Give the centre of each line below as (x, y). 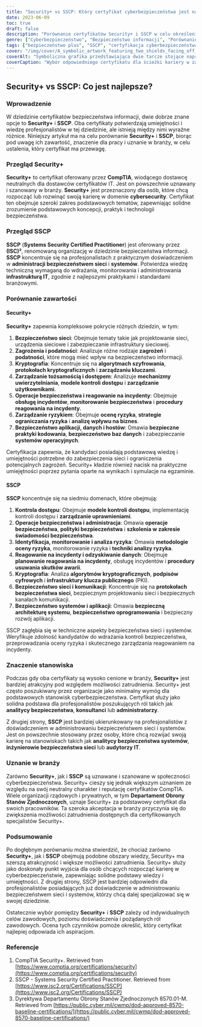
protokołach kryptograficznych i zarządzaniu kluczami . (86, 370)
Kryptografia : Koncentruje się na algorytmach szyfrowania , (90, 363)
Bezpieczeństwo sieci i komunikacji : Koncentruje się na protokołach (101, 587)
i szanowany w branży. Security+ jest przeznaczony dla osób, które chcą (97, 190)
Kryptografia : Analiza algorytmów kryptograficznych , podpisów (96, 574)
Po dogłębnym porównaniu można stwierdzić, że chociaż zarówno (88, 850)
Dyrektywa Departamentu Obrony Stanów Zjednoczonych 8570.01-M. (101, 999)
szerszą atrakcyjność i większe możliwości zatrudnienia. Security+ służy (96, 862)
